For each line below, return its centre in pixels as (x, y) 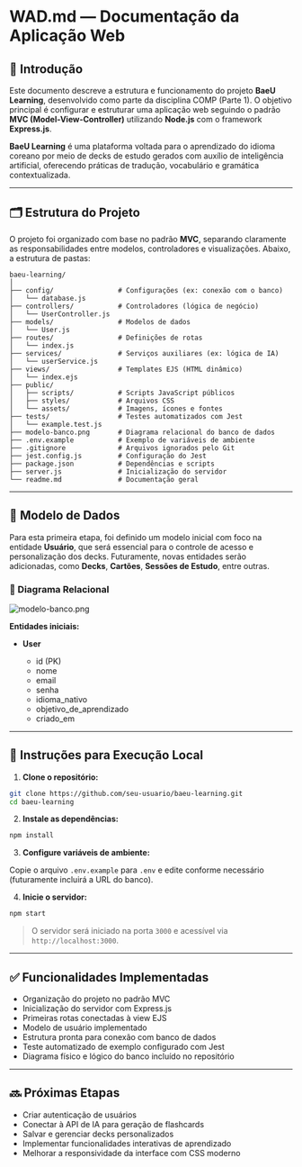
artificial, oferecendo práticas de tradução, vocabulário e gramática (134, 165)
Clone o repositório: (60, 777)
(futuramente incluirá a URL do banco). (81, 880)
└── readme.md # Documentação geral (104, 479)
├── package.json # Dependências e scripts (112, 464)
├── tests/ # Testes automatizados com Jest (126, 416)
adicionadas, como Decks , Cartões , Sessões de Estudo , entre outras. (139, 565)
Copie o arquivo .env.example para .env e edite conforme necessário (137, 870)
